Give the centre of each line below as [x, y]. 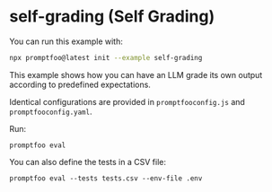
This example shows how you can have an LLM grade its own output [136, 74]
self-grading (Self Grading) [112, 17]
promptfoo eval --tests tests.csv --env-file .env [106, 178]
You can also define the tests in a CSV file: [88, 161]
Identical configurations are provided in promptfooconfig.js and [127, 101]
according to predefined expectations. [80, 84]
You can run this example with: [66, 41]
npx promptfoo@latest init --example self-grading [106, 57]
